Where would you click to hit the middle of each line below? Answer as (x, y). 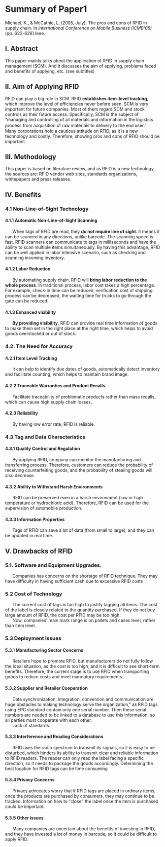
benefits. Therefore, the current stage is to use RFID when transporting (77, 671)
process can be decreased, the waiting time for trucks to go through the (78, 296)
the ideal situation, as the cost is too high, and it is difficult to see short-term (82, 666)
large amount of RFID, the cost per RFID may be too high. (63, 615)
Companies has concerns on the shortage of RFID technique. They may (85, 576)
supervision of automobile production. (44, 508)
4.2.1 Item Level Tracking (31, 358)
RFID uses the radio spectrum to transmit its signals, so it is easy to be (83, 747)
